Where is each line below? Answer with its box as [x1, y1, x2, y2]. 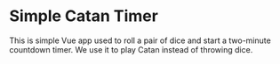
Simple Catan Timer [9, 6, 158, 26]
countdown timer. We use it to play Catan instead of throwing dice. [9, 44, 253, 54]
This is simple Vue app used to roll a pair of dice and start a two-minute [9, 35, 271, 46]
